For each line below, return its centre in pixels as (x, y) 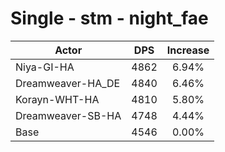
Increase (188, 50)
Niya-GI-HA (45, 67)
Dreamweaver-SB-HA (68, 115)
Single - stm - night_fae (109, 18)
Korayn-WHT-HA (57, 99)
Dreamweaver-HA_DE (68, 83)
